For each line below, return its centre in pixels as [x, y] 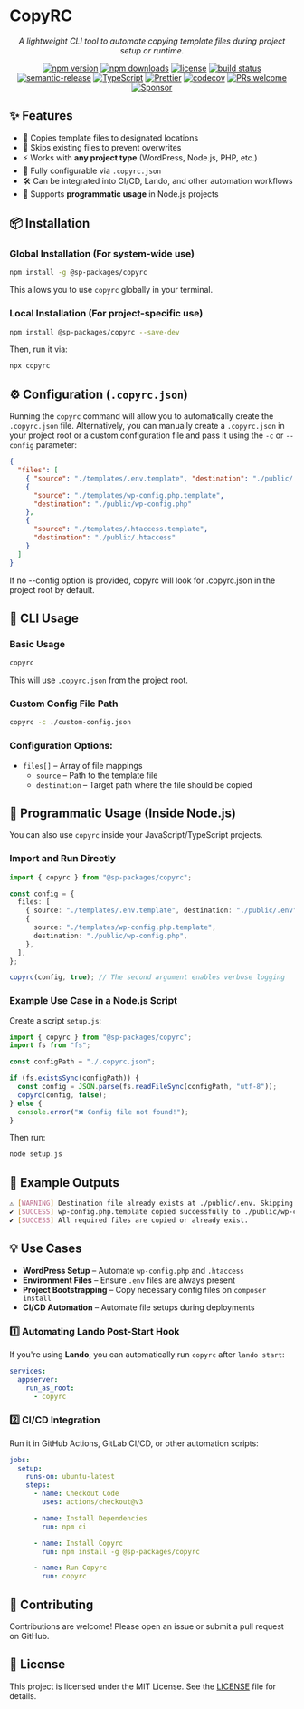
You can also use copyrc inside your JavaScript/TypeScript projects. [136, 835]
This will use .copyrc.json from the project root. [99, 680]
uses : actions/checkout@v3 [93, 1502]
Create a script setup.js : [56, 1020]
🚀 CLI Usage [44, 618]
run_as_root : [50, 1388]
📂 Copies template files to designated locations [110, 138]
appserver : [38, 1379]
